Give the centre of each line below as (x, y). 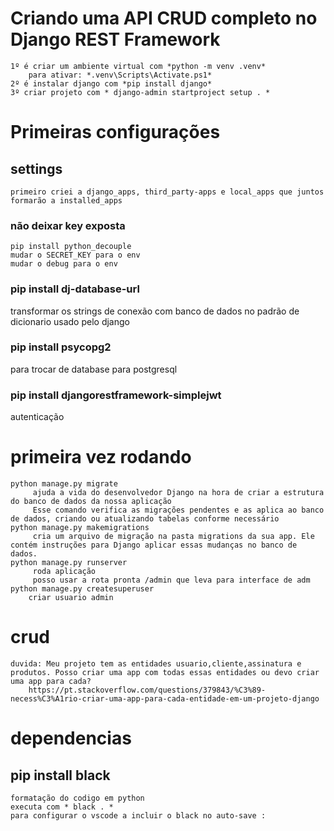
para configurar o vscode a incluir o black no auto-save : (138, 816)
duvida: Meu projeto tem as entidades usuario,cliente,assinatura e (156, 664)
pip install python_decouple (71, 247)
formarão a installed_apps (66, 200)
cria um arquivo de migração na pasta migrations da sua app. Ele (173, 537)
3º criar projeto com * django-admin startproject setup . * (140, 92)
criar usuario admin (71, 598)
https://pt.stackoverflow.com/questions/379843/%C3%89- (147, 690)
